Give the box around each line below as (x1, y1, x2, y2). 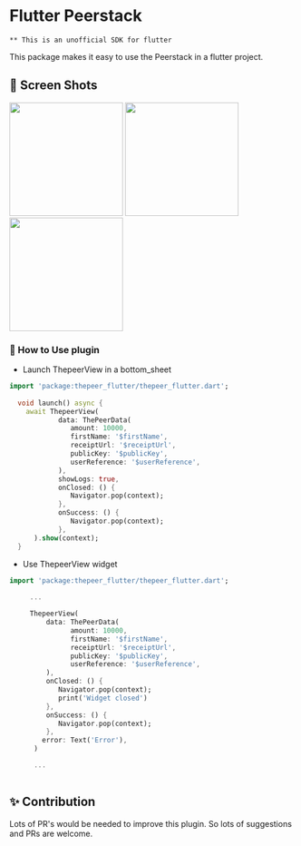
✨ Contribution (9, 794, 96, 810)
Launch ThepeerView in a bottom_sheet (22, 364, 172, 375)
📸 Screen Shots (9, 78, 98, 93)
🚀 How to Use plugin (9, 343, 100, 356)
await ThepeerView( (25, 407, 100, 416)
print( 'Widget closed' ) (57, 694, 148, 703)
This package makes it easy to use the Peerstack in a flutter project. (9, 51, 264, 62)
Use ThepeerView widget (22, 558, 118, 569)
